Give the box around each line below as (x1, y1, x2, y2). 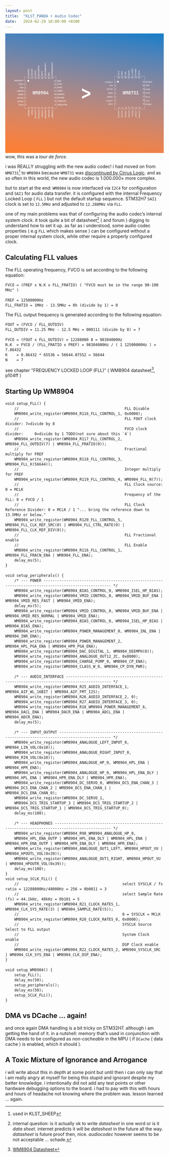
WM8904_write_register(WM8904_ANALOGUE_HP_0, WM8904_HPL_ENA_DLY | (14, 770, 158, 775)
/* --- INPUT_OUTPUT (14, 730, 57, 735)
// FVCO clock (14, 426, 147, 431)
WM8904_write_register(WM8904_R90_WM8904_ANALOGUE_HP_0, (14, 831, 136, 836)
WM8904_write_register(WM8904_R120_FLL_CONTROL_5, (14, 517, 123, 522)
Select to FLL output (5, 927, 51, 932)
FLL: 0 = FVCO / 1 (5, 497, 44, 502)
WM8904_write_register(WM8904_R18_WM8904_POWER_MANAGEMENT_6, (14, 704, 147, 709)
